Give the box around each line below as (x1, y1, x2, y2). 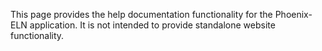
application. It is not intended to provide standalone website (29, 19, 276, 31)
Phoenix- (274, 9, 313, 20)
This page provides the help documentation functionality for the (10, 9, 273, 20)
